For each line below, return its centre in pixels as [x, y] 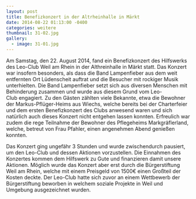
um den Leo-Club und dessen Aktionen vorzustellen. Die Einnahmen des [94, 152]
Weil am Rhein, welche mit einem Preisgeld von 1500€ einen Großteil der [94, 171]
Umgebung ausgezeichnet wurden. [49, 190]
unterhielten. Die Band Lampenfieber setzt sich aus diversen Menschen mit [97, 85]
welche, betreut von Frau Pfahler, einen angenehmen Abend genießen [91, 128]
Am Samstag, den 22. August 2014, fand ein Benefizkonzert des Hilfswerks [97, 60]
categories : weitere [31, 28]
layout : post [22, 11]
